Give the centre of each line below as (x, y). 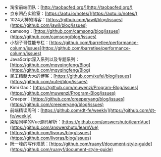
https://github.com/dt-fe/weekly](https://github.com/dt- (99, 110)
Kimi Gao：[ (22, 87)
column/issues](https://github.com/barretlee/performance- (70, 48)
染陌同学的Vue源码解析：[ (36, 122)
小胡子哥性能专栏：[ (30, 43)
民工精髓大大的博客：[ (32, 76)
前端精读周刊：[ (26, 110)
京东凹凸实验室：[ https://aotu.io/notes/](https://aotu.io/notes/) (74, 13)
